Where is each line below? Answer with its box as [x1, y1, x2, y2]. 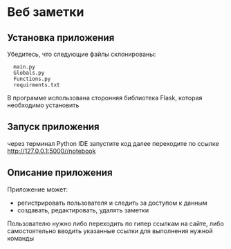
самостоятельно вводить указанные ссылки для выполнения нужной [7, 226, 213, 235]
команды [7, 234, 35, 242]
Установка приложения [7, 32, 115, 44]
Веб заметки [7, 4, 84, 20]
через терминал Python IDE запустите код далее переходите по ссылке [7, 139, 219, 147]
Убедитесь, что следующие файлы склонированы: [7, 50, 156, 58]
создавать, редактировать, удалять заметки [17, 205, 149, 214]
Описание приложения [7, 167, 113, 178]
